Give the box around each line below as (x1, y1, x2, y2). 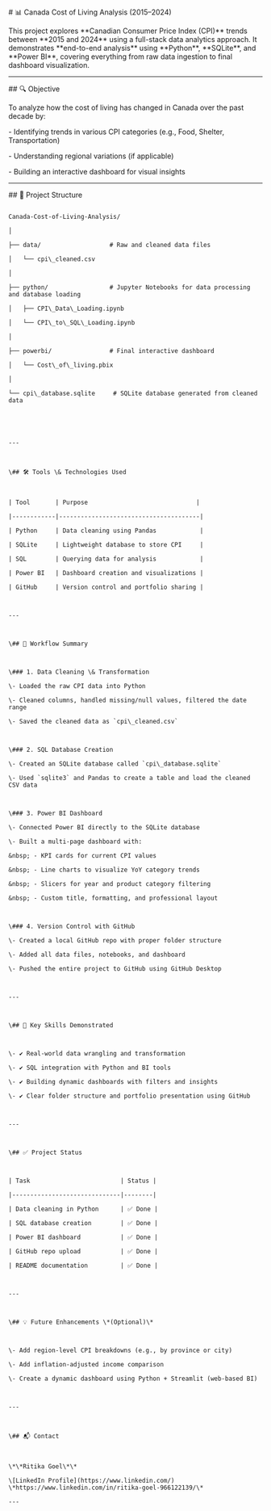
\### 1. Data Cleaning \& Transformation (8, 668, 150, 676)
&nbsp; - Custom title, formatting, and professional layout (8, 894, 219, 902)
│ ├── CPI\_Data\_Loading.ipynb (8, 304, 125, 313)
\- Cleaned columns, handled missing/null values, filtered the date (8, 696, 248, 704)
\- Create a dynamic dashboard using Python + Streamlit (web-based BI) (8, 1375, 258, 1383)
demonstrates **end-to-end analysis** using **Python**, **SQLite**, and (8, 44, 256, 52)
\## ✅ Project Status (8, 1148, 83, 1156)
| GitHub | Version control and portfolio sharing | (8, 583, 204, 591)
